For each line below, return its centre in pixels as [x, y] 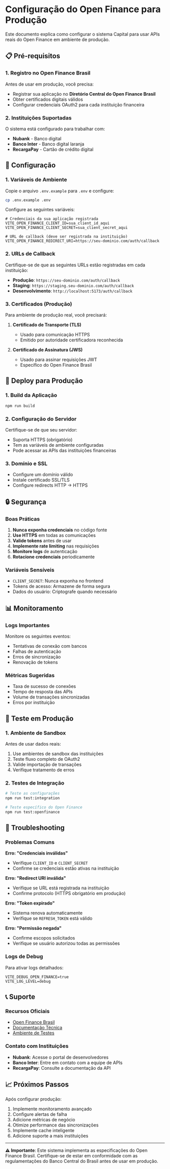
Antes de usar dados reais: [33, 744]
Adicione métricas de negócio [44, 1120]
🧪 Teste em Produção [39, 718]
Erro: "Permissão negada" [33, 928]
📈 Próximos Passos [37, 1085]
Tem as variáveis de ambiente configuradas [58, 445]
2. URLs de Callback [30, 254]
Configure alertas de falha [40, 1114]
